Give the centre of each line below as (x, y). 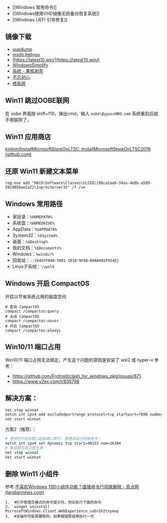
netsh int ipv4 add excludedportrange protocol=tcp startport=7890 (77, 415)
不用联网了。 (18, 120)
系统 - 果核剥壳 (28, 71)
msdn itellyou (26, 54)
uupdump (22, 49)
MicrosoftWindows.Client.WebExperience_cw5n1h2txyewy (62, 511)
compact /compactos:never (32, 321)
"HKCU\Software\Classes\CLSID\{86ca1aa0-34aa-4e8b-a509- (92, 183)
